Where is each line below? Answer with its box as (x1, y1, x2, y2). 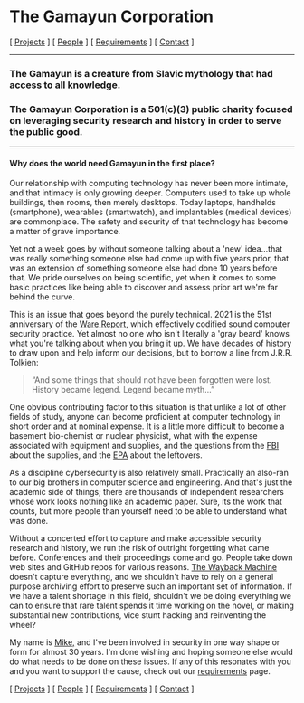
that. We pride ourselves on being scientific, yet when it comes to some (9, 272, 277, 283)
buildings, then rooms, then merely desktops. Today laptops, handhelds (9, 197, 276, 208)
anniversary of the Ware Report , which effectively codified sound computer (9, 318, 290, 329)
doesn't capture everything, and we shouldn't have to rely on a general (9, 572, 274, 583)
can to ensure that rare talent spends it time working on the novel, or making (9, 600, 294, 612)
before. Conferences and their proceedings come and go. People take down (9, 552, 293, 563)
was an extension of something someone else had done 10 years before (9, 262, 278, 273)
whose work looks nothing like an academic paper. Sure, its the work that (9, 496, 282, 508)
